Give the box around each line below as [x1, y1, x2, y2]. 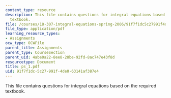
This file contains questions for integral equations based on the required [5, 83, 157, 89]
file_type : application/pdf [5, 26, 65, 31]
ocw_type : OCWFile [5, 41, 44, 46]
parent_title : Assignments [5, 45, 63, 50]
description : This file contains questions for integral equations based [5, 12, 165, 17]
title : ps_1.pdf [5, 64, 40, 69]
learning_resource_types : [5, 31, 60, 36]
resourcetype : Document [5, 59, 56, 64]
